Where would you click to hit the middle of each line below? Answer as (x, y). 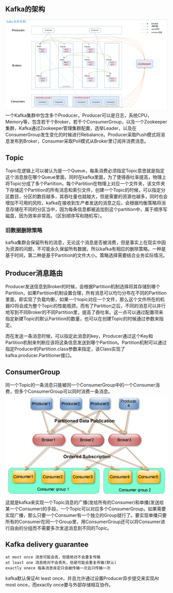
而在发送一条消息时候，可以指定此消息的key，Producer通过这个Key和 (79, 336)
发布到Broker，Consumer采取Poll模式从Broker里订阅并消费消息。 (79, 141)
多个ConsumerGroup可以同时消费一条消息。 (66, 391)
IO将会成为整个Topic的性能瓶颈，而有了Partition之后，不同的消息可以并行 (88, 306)
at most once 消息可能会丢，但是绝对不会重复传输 (53, 557)
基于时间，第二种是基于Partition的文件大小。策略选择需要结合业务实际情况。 (86, 255)
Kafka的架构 (25, 9)
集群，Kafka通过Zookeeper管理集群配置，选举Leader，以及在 (71, 128)
